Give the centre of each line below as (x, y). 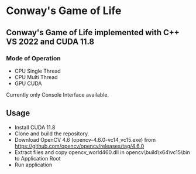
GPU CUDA (28, 83)
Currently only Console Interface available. (58, 94)
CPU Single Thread (38, 71)
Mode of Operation (33, 58)
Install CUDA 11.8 (35, 127)
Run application (33, 165)
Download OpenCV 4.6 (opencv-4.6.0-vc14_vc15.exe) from (85, 139)
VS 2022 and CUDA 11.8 (50, 41)
